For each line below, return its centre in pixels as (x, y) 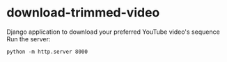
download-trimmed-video (83, 13)
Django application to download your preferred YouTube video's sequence (113, 32)
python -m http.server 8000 (47, 52)
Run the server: (29, 39)
